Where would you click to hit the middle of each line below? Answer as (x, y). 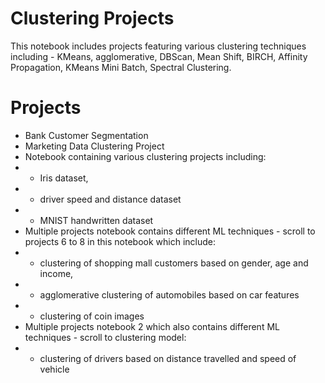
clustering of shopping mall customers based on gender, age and (174, 263)
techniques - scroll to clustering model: (105, 337)
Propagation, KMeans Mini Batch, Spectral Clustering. (121, 67)
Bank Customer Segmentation (86, 135)
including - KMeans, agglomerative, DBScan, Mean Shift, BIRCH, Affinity (159, 56)
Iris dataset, (64, 178)
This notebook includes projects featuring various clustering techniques (158, 46)
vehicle (54, 369)
